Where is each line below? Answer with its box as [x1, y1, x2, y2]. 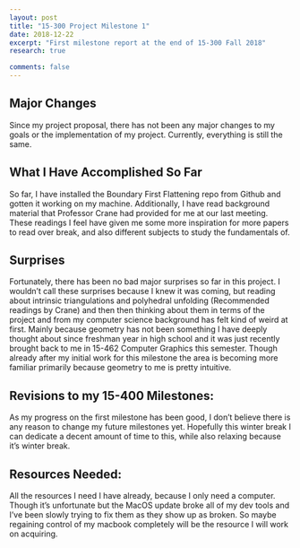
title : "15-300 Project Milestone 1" [9, 22, 150, 30]
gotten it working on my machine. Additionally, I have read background [9, 198, 270, 209]
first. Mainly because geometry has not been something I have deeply [9, 324, 268, 335]
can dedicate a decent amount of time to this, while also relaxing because [9, 431, 282, 442]
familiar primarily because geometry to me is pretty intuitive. [9, 362, 232, 373]
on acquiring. [9, 528, 58, 539]
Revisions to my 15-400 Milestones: [9, 387, 215, 404]
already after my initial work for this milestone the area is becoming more [9, 352, 279, 363]
